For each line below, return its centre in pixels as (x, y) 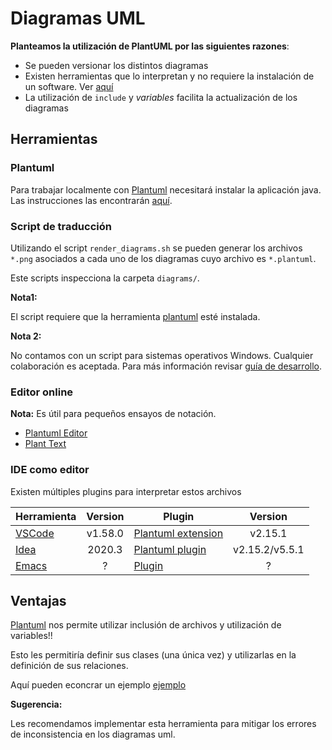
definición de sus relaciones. (69, 666)
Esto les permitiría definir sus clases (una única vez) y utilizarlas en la (153, 655)
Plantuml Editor (56, 433)
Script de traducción (61, 226)
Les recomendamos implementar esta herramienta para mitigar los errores (163, 724)
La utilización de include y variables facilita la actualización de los (161, 97)
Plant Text (45, 444)
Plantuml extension (178, 533)
